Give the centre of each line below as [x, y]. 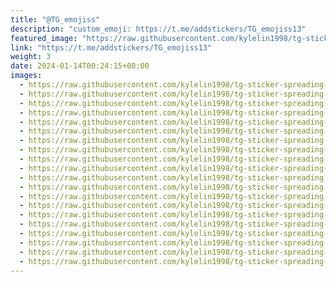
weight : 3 [31, 57]
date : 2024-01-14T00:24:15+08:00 [80, 66]
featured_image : [44, 38]
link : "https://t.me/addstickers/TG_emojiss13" [111, 47]
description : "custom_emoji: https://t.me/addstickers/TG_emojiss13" [158, 29]
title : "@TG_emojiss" [55, 19]
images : [26, 76]
